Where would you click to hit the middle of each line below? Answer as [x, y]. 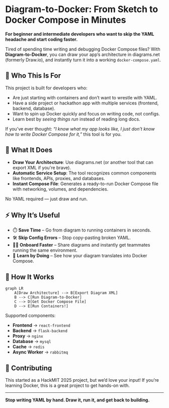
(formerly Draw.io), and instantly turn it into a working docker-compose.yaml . [83, 60]
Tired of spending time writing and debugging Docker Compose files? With [83, 49]
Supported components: [30, 316]
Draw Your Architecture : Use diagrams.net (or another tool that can [83, 162]
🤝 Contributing [29, 368]
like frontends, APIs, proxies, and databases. [59, 178]
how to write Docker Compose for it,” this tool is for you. [63, 134]
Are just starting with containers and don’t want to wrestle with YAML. [85, 97]
